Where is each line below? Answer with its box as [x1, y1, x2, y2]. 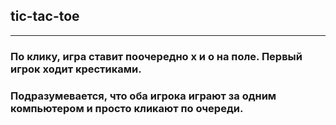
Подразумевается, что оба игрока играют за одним [10, 89, 277, 103]
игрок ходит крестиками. [10, 62, 142, 76]
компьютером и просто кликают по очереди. [10, 101, 244, 115]
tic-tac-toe [10, 8, 80, 25]
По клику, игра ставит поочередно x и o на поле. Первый [10, 49, 303, 63]
